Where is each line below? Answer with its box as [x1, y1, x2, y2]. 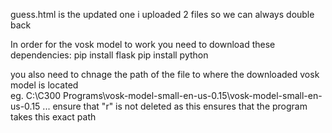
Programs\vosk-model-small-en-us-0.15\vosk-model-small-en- [63, 90, 323, 101]
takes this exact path [10, 111, 97, 123]
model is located [10, 79, 79, 91]
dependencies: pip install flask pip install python [10, 49, 209, 61]
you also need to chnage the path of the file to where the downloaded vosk [10, 69, 320, 80]
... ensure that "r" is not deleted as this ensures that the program [42, 100, 308, 112]
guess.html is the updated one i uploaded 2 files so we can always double [10, 9, 315, 20]
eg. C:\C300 [10, 90, 62, 101]
